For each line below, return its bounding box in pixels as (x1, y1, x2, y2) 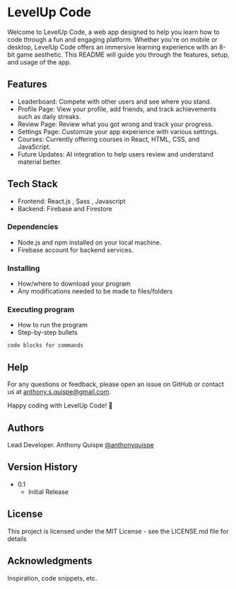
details (7, 534, 27, 543)
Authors (7, 422, 45, 434)
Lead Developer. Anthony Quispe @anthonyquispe (7, 441, 154, 449)
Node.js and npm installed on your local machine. (17, 238, 162, 247)
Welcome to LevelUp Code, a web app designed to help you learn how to (7, 28, 220, 36)
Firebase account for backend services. (17, 245, 134, 254)
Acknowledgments (7, 555, 93, 567)
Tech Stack (7, 178, 58, 190)
